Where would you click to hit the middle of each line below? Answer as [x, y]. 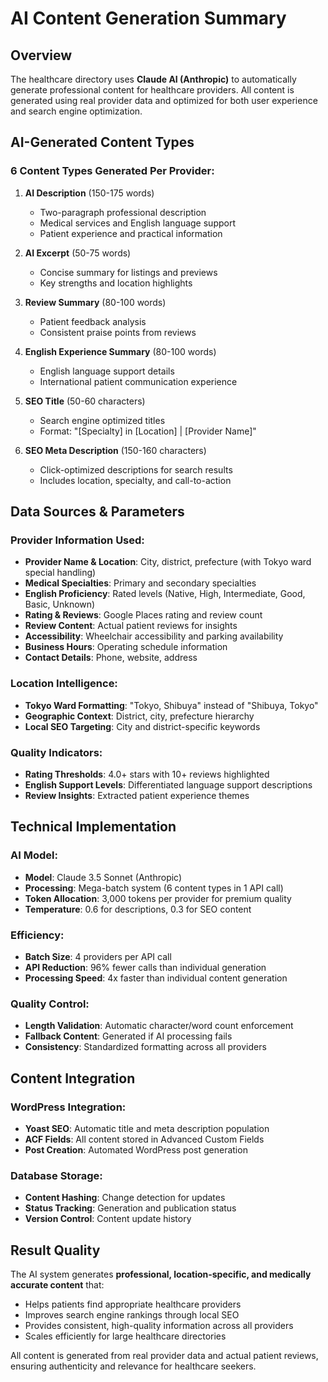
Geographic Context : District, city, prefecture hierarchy [139, 716]
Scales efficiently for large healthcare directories [125, 1336]
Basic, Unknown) [60, 604]
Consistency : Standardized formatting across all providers [145, 1047]
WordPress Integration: [68, 1107]
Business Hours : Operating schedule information [126, 647]
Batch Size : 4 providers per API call [98, 956]
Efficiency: [37, 935]
